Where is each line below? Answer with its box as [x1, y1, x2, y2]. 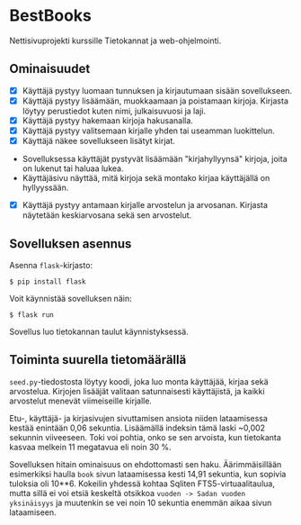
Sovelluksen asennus [9, 236, 132, 251]
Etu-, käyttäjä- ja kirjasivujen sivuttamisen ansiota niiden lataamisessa [9, 412, 268, 423]
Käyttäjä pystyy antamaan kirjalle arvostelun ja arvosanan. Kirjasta [22, 200, 268, 211]
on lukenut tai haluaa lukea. [22, 163, 124, 174]
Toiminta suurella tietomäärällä [9, 352, 187, 367]
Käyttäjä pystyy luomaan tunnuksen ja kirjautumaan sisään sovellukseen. [22, 85, 293, 95]
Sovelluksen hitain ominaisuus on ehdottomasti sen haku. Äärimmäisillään [9, 458, 282, 469]
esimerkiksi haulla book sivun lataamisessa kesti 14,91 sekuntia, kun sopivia [9, 468, 287, 479]
